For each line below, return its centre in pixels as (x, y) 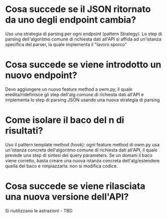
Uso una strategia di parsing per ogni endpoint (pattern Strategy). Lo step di (84, 34)
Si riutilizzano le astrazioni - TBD (39, 210)
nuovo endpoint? (41, 75)
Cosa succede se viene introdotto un (83, 65)
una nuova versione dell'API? (67, 197)
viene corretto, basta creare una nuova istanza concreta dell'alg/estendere (82, 160)
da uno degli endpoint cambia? (71, 20)
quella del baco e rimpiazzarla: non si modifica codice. (61, 166)
